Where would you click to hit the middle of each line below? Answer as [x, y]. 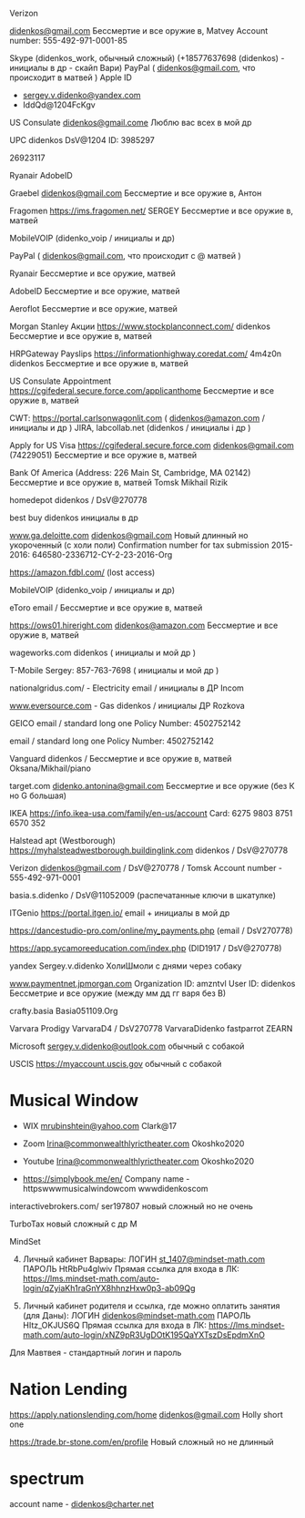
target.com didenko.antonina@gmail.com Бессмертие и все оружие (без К [152, 786]
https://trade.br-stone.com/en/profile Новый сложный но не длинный [142, 1441]
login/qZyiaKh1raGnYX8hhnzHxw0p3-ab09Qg [109, 1287]
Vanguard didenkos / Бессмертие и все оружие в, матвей [121, 759]
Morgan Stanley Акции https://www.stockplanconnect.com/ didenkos [140, 326]
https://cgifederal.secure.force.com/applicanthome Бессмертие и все [142, 390]
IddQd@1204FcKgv [59, 105]
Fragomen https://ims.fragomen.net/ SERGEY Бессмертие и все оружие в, [152, 210]
